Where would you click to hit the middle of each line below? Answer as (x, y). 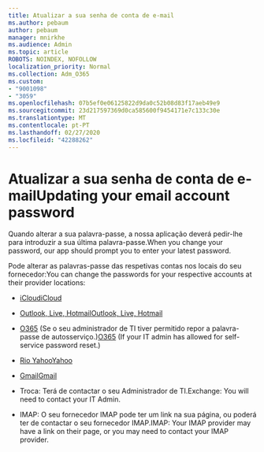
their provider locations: (47, 283)
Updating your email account (133, 196)
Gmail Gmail (38, 376)
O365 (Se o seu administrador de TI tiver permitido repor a (115, 328)
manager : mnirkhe (37, 37)
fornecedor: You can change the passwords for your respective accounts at (130, 274)
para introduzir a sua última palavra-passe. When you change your (115, 243)
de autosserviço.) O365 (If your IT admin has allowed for (132, 337)
